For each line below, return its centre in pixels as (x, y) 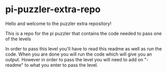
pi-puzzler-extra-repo (53, 9)
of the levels (18, 39)
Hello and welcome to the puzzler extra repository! (59, 23)
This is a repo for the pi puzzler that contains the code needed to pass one (83, 33)
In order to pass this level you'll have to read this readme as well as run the (83, 48)
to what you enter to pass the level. (61, 65)
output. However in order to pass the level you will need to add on (74, 59)
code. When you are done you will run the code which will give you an (79, 54)
